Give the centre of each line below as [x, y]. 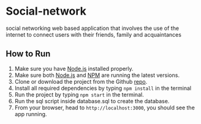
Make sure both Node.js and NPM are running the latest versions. [97, 75]
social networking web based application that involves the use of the [92, 28]
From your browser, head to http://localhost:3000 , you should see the [105, 108]
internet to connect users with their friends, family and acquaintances [94, 34]
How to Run [28, 54]
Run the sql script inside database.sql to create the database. [92, 101]
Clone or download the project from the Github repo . [81, 81]
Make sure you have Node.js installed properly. [74, 68]
